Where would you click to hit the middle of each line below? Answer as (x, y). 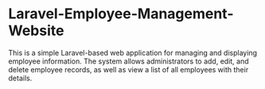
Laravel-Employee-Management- (121, 14)
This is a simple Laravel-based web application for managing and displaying (132, 52)
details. (20, 78)
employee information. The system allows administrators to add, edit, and (129, 61)
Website (36, 31)
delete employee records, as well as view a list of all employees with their (129, 69)
